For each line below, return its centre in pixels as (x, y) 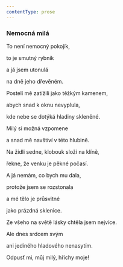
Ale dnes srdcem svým (35, 234)
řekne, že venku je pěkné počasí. (47, 163)
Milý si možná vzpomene (37, 128)
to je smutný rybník (30, 58)
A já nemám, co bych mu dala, (44, 175)
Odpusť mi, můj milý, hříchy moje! (48, 257)
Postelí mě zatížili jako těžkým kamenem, (57, 93)
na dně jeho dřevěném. (35, 81)
